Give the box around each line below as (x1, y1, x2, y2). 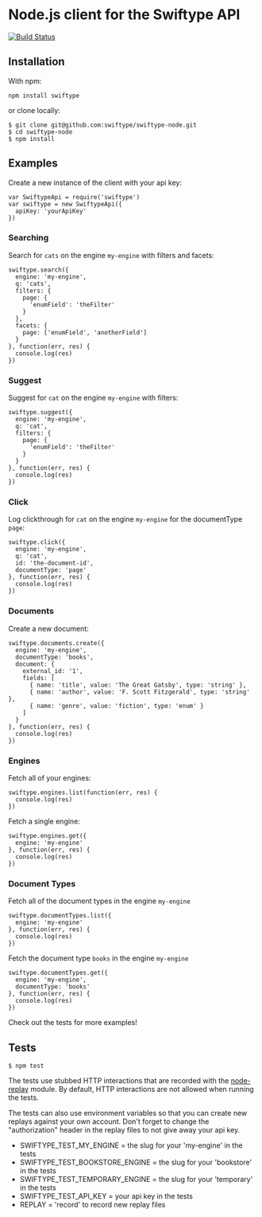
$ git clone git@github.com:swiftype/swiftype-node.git (8, 121, 197, 129)
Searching (8, 233, 49, 244)
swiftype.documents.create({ (8, 639, 105, 647)
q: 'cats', (15, 280, 52, 288)
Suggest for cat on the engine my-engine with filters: (8, 393, 179, 403)
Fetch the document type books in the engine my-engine (8, 953, 189, 963)
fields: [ (22, 674, 56, 682)
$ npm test (8, 1062, 44, 1070)
